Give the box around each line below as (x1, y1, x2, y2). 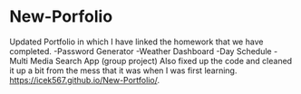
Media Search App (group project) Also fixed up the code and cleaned (30, 55, 293, 66)
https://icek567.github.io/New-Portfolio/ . (9, 74, 160, 85)
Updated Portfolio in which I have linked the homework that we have (9, 36, 264, 47)
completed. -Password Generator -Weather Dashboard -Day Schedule (9, 45, 272, 56)
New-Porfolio (9, 6, 113, 27)
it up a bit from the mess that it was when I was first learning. (9, 65, 238, 76)
